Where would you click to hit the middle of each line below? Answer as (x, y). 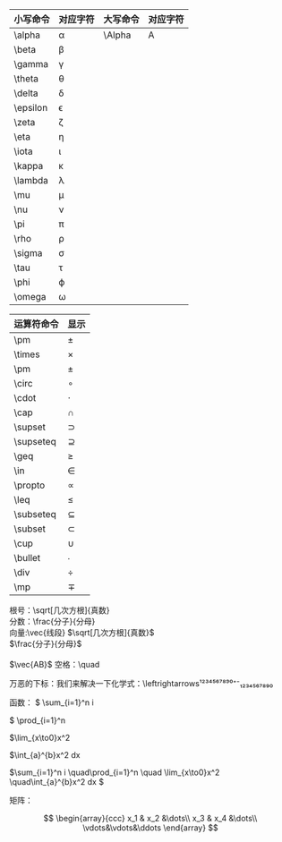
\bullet (27, 558)
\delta (26, 93)
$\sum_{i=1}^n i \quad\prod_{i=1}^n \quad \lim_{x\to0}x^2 (115, 772)
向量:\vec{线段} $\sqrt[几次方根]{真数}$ (82, 633)
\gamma (31, 64)
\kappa (29, 166)
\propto (30, 485)
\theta (26, 78)
